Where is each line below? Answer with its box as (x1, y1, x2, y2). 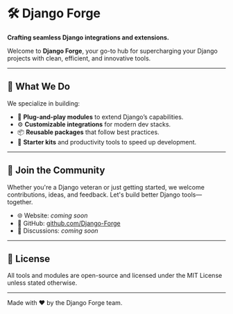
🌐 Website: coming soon (17, 211, 88, 220)
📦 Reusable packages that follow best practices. (17, 128, 159, 136)
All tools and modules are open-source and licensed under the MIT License (7, 272, 223, 280)
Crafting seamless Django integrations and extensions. (7, 33, 170, 42)
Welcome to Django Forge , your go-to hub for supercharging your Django (7, 47, 218, 55)
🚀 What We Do (7, 81, 71, 92)
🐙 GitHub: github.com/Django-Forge (17, 219, 121, 227)
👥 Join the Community (7, 165, 105, 176)
